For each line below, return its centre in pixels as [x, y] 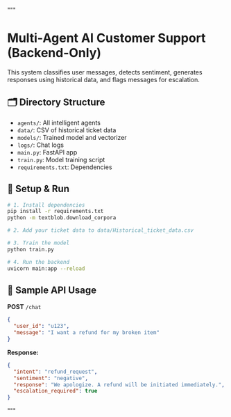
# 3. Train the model [38, 243]
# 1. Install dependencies [46, 205]
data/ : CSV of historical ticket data [67, 130]
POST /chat [24, 307]
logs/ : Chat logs [41, 145]
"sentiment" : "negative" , [51, 378]
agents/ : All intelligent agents [59, 123]
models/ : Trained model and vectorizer [72, 137]
